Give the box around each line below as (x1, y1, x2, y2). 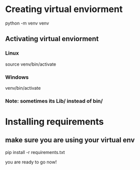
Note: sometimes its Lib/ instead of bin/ (5, 97, 103, 104)
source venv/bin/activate (5, 61, 56, 67)
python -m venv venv (5, 20, 49, 26)
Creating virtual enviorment (5, 4, 123, 15)
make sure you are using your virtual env (5, 136, 135, 144)
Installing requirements (5, 116, 104, 127)
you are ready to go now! (5, 159, 57, 165)
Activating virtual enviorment (5, 35, 99, 43)
